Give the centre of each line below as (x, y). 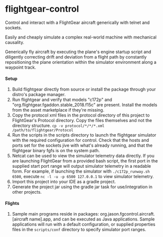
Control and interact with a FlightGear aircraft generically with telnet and (77, 22)
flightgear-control (42, 9)
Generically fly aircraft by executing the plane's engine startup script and (78, 52)
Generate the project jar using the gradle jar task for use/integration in (82, 187)
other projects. (27, 192)
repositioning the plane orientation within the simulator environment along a (81, 62)
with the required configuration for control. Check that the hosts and (81, 140)
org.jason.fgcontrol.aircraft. (127, 214)
